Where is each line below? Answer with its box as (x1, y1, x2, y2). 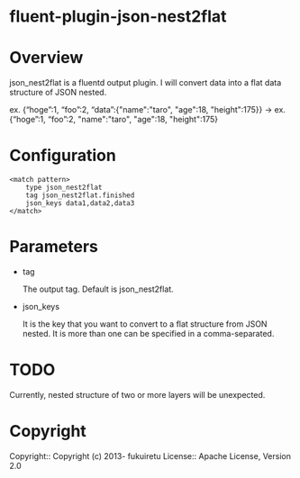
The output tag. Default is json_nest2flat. (22, 284, 174, 294)
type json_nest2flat (25, 183, 103, 193)
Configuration (9, 146, 117, 166)
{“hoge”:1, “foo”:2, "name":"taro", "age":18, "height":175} (9, 114, 219, 125)
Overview (9, 48, 84, 68)
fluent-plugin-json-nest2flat (9, 6, 227, 27)
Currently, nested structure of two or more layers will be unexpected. (9, 389, 266, 400)
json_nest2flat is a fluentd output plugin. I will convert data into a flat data (9, 77, 282, 88)
